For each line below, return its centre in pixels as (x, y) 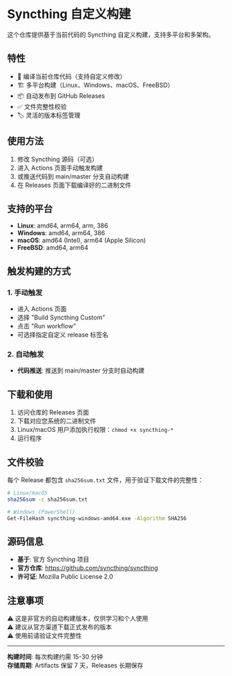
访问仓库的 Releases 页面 (53, 412)
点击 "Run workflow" (47, 326)
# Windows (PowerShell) (41, 512)
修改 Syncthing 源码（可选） (57, 159)
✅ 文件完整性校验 (42, 106)
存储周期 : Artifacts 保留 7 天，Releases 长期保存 (75, 666)
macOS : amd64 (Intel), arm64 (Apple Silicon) (81, 240)
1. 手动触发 (25, 292)
